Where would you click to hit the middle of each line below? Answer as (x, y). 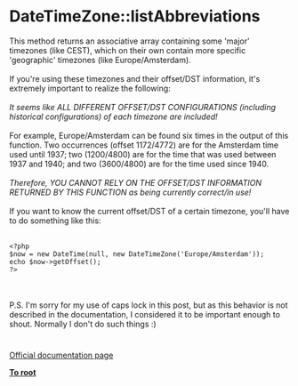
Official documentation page (61, 355)
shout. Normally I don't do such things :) (83, 324)
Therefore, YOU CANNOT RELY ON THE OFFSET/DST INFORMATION (136, 182)
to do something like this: (55, 221)
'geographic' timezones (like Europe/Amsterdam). (100, 60)
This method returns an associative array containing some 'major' (130, 41)
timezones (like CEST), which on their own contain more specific (128, 50)
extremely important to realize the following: (90, 88)
